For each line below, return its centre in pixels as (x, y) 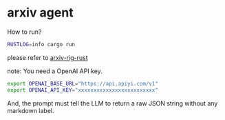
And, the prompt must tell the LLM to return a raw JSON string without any (112, 103)
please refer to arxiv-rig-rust (47, 57)
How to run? (24, 32)
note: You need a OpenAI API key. (55, 71)
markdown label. (31, 110)
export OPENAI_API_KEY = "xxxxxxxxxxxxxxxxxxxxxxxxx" (83, 90)
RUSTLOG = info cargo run (41, 44)
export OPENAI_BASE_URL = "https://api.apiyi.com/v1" (83, 83)
